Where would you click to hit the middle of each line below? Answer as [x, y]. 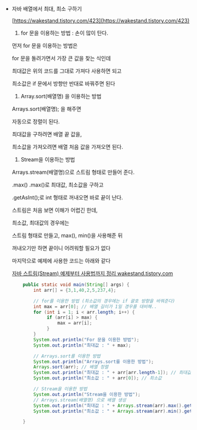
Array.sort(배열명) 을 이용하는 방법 [61, 96]
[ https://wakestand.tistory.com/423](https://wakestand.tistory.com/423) [101, 21]
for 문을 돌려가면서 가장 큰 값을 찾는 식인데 [61, 58]
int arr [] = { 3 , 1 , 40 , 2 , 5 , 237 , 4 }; [75, 290]
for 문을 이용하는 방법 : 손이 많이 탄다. [64, 33]
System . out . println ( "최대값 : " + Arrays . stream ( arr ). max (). [109, 406]
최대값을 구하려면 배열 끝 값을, [47, 134]
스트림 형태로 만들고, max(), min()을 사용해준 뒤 [67, 235]
